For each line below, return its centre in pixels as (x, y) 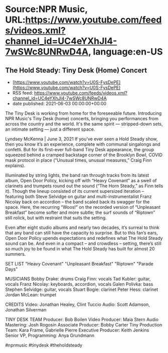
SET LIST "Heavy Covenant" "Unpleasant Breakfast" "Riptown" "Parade (79, 264)
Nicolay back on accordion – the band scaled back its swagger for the (77, 202)
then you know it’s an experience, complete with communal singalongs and (83, 144)
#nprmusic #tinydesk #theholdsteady (44, 345)
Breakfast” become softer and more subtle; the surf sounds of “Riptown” (80, 212)
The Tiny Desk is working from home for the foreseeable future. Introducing (83, 113)
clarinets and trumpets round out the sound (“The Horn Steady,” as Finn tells (84, 186)
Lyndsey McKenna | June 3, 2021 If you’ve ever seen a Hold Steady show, (81, 139)
